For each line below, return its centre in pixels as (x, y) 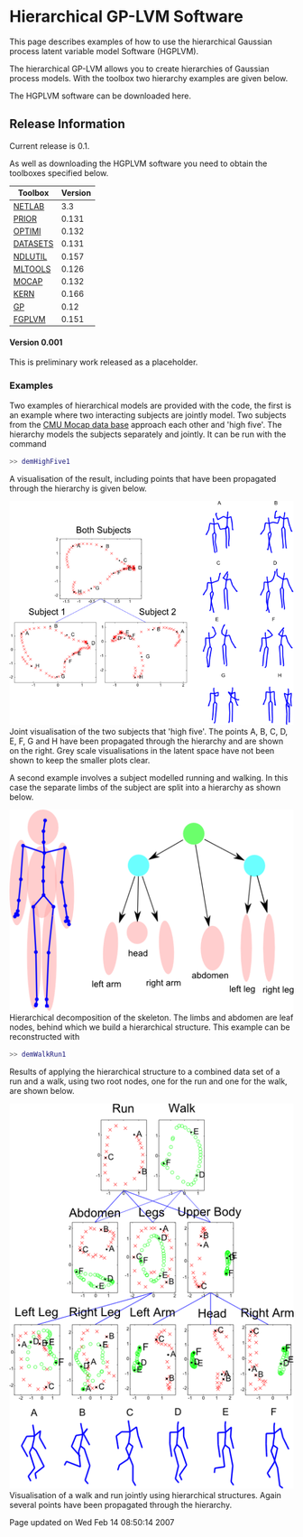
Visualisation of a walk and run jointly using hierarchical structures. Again (146, 1495)
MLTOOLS (32, 269)
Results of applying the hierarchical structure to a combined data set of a (145, 1072)
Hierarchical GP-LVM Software (126, 17)
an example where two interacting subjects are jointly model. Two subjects (148, 415)
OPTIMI (27, 231)
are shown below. (42, 1091)
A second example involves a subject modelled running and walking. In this (149, 777)
